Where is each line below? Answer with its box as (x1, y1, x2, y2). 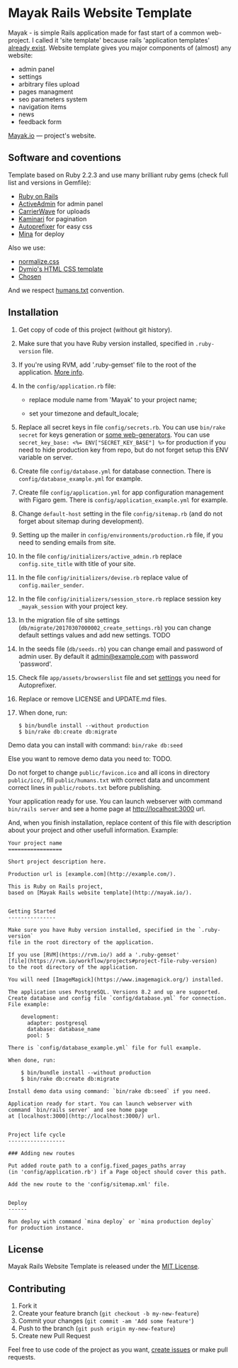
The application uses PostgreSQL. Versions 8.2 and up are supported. (8, 988, 221, 996)
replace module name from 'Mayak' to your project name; (28, 395, 198, 404)
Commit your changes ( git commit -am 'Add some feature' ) (18, 1317, 194, 1325)
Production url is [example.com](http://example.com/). (8, 870, 176, 877)
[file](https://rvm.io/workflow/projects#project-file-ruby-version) (8, 957, 218, 964)
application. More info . (18, 367, 84, 377)
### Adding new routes (8, 1150, 75, 1157)
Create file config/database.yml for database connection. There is (18, 467, 212, 475)
